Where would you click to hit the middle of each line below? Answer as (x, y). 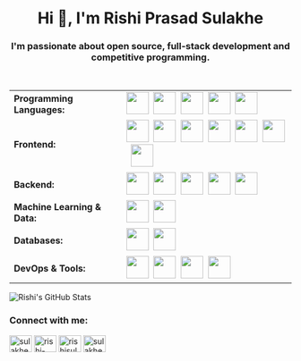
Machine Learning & (57, 207)
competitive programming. (150, 57)
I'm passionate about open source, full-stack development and (150, 46)
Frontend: (35, 145)
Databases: (39, 240)
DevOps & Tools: (50, 269)
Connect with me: (49, 321)
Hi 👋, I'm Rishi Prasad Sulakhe (150, 18)
